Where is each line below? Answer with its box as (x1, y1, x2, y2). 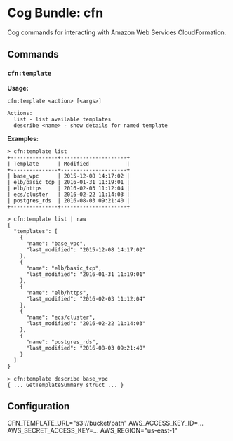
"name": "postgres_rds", (25, 338, 99, 345)
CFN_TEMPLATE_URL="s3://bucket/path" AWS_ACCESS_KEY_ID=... (7, 419, 204, 428)
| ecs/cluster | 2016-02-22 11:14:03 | (7, 191, 131, 198)
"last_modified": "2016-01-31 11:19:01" (25, 270, 146, 278)
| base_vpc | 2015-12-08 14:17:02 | (7, 172, 131, 180)
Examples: (7, 134, 39, 143)
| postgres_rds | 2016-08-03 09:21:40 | (7, 197, 131, 204)
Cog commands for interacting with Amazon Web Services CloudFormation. (7, 28, 227, 37)
